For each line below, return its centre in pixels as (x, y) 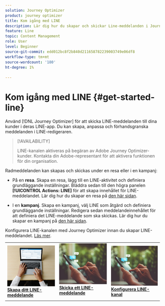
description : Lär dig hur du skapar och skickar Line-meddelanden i (77, 26)
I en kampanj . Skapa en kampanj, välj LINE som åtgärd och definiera (82, 205)
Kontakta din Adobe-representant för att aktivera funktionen (94, 156)
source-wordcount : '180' (30, 62)
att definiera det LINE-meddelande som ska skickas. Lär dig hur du (80, 216)
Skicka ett (69, 287)
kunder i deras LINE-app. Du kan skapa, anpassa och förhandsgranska (77, 127)
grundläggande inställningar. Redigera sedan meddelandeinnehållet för (84, 210)
